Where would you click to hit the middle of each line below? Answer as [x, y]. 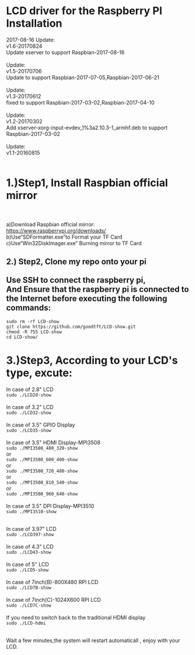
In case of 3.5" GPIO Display [41, 425]
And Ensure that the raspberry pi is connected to [97, 290]
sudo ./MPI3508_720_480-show [42, 471]
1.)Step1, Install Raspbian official [87, 183]
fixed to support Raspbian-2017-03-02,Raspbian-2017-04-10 [80, 102]
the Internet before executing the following [87, 299]
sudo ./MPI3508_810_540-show [42, 483]
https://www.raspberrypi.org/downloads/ [56, 230]
